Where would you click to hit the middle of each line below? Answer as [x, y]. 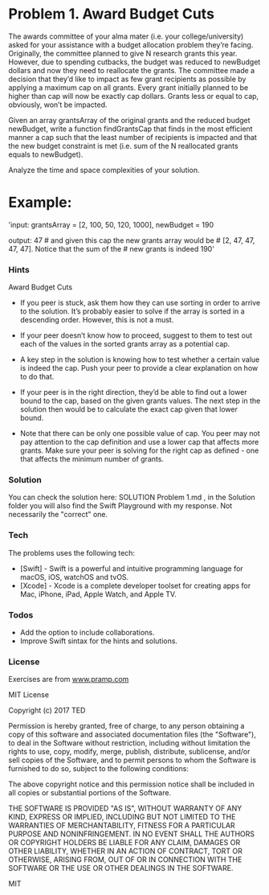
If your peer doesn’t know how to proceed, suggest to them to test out [136, 335]
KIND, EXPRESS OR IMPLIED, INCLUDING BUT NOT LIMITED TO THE [122, 817]
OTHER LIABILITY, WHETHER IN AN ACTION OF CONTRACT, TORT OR [125, 851]
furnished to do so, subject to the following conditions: [98, 769]
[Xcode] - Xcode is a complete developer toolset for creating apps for [135, 585]
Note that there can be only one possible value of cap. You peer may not [140, 433]
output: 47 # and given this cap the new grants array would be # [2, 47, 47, [132, 240]
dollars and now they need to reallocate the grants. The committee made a [132, 70]
